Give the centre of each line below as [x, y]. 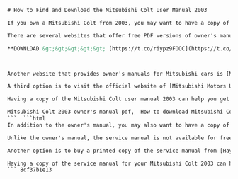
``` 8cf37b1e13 [30, 170]
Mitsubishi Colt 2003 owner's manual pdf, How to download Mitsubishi [115, 112]
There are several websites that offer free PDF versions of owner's [112, 35]
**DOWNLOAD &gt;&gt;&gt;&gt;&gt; [57, 48]
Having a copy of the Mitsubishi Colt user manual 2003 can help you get [119, 99]
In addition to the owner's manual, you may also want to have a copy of [119, 125]
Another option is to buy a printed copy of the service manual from [112, 151]
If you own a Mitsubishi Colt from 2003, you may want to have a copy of [119, 23]
